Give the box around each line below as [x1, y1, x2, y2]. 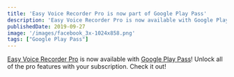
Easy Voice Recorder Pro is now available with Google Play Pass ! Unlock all [7, 55, 223, 63]
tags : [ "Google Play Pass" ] [7, 36, 89, 43]
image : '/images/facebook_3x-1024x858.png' [7, 29, 136, 37]
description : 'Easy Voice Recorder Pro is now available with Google [7, 17, 214, 24]
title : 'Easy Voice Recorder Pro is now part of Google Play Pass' [7, 10, 208, 17]
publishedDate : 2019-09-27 [7, 23, 86, 30]
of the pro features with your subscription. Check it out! [7, 62, 166, 71]
